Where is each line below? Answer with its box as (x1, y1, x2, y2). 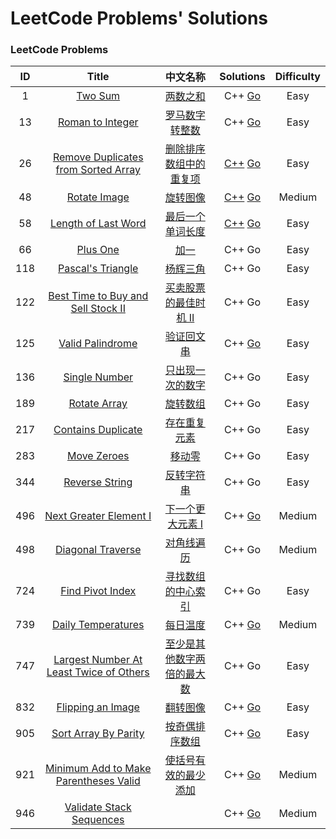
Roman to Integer (57, 115, 139, 129)
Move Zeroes (66, 449, 130, 463)
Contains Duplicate (53, 423, 143, 437)
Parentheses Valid (55, 774, 141, 788)
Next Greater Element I (44, 509, 152, 523)
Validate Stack (64, 800, 132, 814)
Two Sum (76, 89, 121, 103)
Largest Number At (53, 653, 143, 667)
